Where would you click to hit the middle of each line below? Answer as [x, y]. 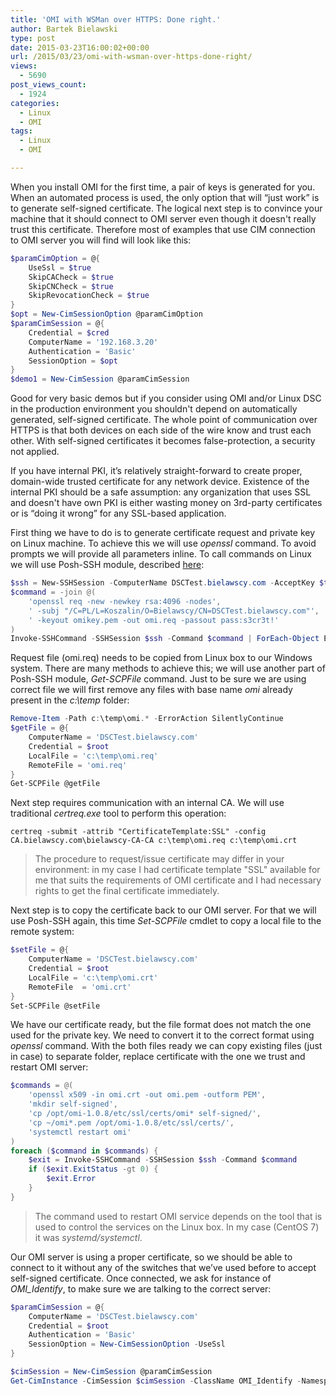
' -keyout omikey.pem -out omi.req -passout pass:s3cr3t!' [154, 620]
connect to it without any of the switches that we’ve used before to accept [163, 1267]
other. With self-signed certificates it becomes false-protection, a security [163, 441]
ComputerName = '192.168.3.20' [93, 342]
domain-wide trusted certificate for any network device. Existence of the [160, 482]
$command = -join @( [53, 592]
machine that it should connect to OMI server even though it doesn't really [163, 218]
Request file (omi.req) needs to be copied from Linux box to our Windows [161, 658]
